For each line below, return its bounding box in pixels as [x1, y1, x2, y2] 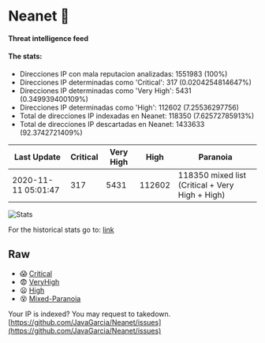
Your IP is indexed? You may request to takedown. [8, 309, 171, 319]
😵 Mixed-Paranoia [19, 293, 81, 303]
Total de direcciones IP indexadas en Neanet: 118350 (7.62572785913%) [19, 110, 255, 121]
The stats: [8, 51, 43, 62]
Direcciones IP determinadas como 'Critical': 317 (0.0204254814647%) [19, 77, 252, 87]
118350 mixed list [177, 170, 247, 181]
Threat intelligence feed [8, 33, 89, 43]
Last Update [14, 151, 62, 162]
